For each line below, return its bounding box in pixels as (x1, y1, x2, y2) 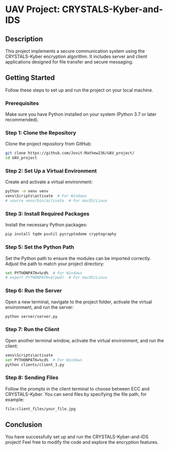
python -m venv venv (5, 189, 49, 194)
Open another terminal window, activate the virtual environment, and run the (5, 337, 164, 343)
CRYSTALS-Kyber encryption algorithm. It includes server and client (5, 53, 148, 59)
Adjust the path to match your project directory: (5, 261, 105, 267)
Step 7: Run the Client (5, 326, 60, 333)
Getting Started (5, 74, 55, 82)
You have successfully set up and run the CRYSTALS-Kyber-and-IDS (5, 434, 149, 440)
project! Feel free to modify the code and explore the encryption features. (5, 439, 159, 445)
